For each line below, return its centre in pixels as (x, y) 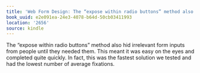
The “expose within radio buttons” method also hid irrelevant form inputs (96, 45)
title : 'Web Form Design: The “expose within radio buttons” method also (100, 12)
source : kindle (25, 28)
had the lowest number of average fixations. (61, 64)
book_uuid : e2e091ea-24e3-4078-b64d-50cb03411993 (69, 17)
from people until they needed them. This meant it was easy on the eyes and (100, 52)
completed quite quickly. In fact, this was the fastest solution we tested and (99, 58)
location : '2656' (28, 23)
